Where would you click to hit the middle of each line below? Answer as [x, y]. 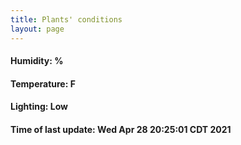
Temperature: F [43, 83]
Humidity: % [37, 61]
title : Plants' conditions [66, 19]
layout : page [37, 29]
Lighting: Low [39, 107]
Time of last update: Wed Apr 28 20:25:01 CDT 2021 [121, 129]
